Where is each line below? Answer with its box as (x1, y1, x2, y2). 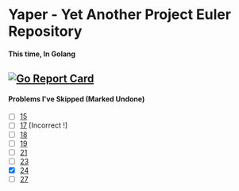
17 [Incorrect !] (19, 120, 68, 130)
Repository (8, 22, 83, 40)
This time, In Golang (8, 49, 76, 59)
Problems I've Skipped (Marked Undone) (8, 94, 145, 104)
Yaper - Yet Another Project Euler (8, 6, 232, 24)
